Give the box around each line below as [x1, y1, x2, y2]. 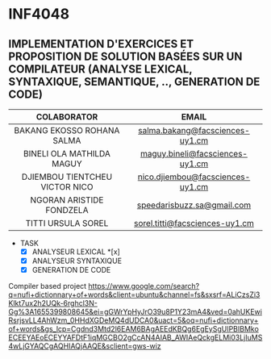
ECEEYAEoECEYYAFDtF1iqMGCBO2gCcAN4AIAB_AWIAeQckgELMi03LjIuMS [8, 332, 263, 343]
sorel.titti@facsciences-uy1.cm [134, 218, 254, 228]
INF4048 [8, 5, 70, 23]
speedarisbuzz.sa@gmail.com [136, 199, 252, 211]
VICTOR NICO [40, 182, 94, 192]
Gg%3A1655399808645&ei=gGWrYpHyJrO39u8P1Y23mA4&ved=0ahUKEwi [8, 307, 262, 317]
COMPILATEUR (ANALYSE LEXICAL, [8, 62, 193, 76]
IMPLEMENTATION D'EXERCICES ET [8, 37, 194, 51]
